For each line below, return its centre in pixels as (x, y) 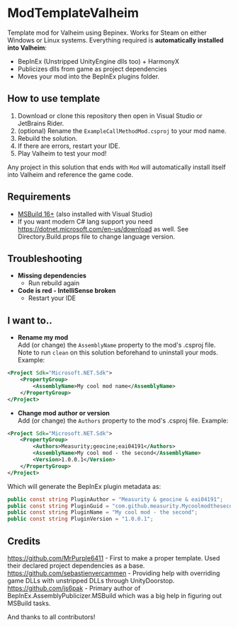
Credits (24, 541)
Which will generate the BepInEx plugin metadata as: (84, 486)
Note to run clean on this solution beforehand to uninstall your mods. (118, 352)
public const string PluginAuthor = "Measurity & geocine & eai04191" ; (115, 499)
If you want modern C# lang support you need (85, 222)
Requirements (39, 197)
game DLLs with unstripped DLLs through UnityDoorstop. (91, 581)
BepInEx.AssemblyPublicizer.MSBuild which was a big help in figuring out (114, 596)
